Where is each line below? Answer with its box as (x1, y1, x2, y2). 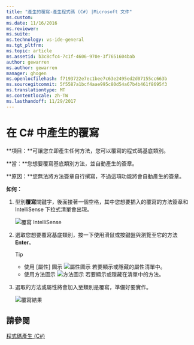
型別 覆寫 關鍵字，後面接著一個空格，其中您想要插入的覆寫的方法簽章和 (14, 198, 189, 205)
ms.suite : (6, 31, 31, 37)
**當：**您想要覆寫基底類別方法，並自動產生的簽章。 (6, 160, 138, 167)
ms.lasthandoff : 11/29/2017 (6, 98, 77, 104)
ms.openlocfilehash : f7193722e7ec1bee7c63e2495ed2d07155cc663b (6, 76, 168, 82)
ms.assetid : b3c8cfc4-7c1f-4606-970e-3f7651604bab (6, 53, 135, 60)
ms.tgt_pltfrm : (6, 43, 44, 49)
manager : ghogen (6, 70, 47, 76)
